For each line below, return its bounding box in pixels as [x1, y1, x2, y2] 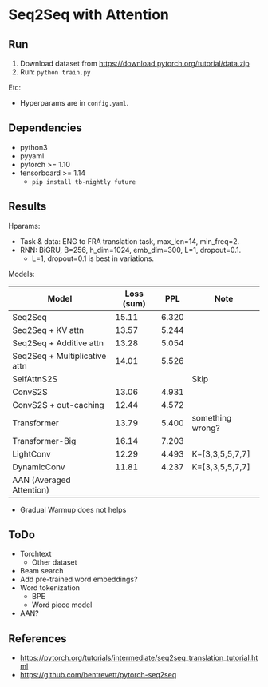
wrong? [191, 422, 221, 433]
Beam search [19, 566, 64, 576]
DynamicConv [12, 461, 65, 473]
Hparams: [8, 221, 41, 230]
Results [8, 200, 47, 214]
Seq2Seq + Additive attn [12, 338, 104, 349]
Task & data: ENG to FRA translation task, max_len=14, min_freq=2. [19, 236, 240, 246]
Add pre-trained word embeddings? [19, 574, 138, 585]
